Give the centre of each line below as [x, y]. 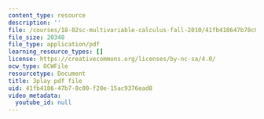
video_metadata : [35, 96]
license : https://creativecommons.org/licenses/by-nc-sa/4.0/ [112, 59]
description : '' [35, 23]
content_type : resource [47, 15]
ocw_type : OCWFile [38, 67]
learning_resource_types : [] [56, 52]
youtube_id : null [44, 103]
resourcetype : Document [47, 74]
